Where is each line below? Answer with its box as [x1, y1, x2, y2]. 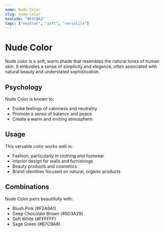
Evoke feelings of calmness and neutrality [12, 106, 98, 111]
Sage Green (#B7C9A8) [12, 221, 61, 227]
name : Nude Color [5, 7, 41, 12]
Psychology [5, 83, 43, 91]
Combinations [5, 183, 49, 191]
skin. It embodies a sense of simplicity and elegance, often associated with [5, 63, 158, 69]
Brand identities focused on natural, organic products [12, 168, 121, 174]
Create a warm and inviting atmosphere [12, 116, 93, 122]
